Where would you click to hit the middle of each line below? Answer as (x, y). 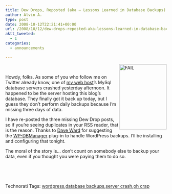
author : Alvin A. (24, 15)
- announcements (27, 48)
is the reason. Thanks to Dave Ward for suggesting (59, 130)
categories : (18, 43)
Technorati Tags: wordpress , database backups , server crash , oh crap (78, 186)
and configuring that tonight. (35, 141)
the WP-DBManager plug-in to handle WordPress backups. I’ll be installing (84, 135)
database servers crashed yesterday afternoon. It (58, 88)
